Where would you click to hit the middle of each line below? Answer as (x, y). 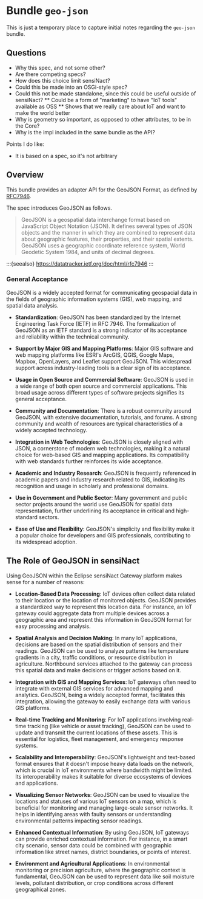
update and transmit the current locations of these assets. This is (96, 732)
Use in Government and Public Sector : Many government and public (101, 498)
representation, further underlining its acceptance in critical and (95, 511)
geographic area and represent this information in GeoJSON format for (103, 619)
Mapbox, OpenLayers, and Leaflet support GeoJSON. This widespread (103, 361)
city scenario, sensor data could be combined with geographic (93, 845)
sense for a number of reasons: (45, 582)
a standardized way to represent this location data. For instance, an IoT (104, 607)
